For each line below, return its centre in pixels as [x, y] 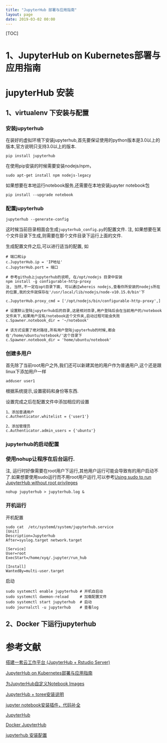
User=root [16, 553]
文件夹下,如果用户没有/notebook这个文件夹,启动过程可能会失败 [63, 316]
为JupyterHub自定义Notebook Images [45, 683]
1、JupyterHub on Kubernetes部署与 [83, 55]
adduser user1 [21, 381]
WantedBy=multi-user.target [35, 571]
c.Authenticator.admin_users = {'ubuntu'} [51, 431]
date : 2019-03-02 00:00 [31, 19]
